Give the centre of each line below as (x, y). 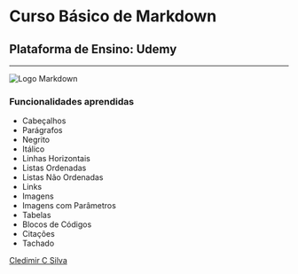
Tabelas (36, 215)
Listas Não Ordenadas (63, 177)
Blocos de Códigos (57, 224)
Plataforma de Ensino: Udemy (93, 49)
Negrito (36, 140)
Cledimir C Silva (39, 261)
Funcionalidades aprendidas (72, 101)
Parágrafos (43, 130)
